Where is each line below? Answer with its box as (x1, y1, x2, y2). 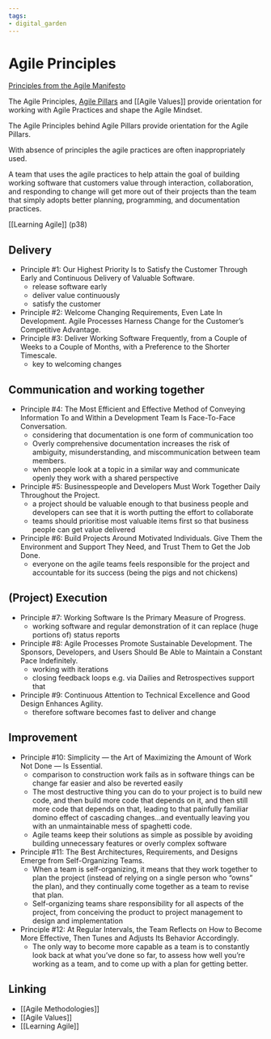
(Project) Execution (8, 591, 108, 605)
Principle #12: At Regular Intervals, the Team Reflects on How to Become (19, 924, 263, 934)
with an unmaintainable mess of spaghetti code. (32, 821, 193, 831)
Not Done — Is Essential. (19, 760, 104, 770)
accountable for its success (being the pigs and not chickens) (32, 568, 239, 577)
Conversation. (19, 422, 67, 432)
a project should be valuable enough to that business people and (32, 499, 249, 509)
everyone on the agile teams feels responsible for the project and (32, 560, 250, 569)
